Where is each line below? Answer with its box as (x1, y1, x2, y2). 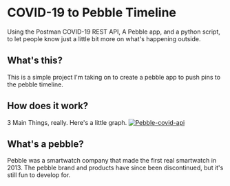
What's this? (7, 55, 63, 67)
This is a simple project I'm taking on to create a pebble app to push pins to (7, 73, 221, 81)
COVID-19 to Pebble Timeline (7, 5, 177, 21)
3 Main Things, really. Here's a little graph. (7, 118, 127, 126)
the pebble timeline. (7, 80, 63, 89)
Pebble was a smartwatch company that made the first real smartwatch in (7, 156, 217, 165)
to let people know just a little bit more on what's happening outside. (7, 34, 201, 43)
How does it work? (7, 100, 89, 112)
